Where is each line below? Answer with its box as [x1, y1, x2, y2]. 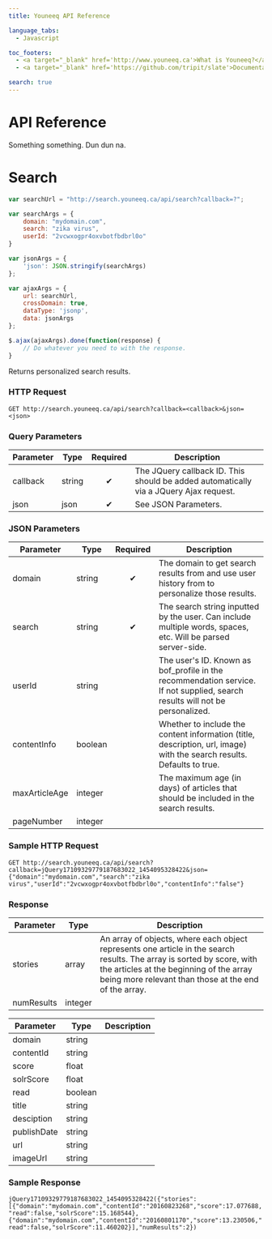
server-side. [158, 642, 207, 653]
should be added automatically [134, 476, 253, 487]
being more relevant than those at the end [100, 973, 259, 985]
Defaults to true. [158, 759, 220, 771]
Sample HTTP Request [8, 840, 99, 852]
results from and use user [158, 568, 257, 579]
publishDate [12, 1126, 58, 1137]
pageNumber [12, 816, 63, 827]
